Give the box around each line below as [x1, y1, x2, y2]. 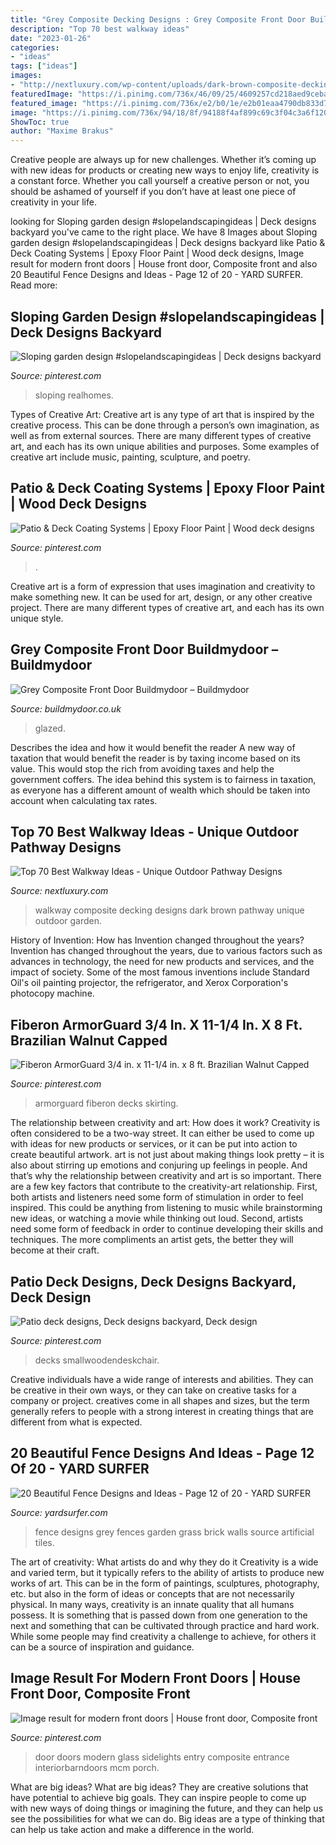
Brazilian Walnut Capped [10, 1032, 168, 1049]
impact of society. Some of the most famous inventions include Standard [10, 966, 310, 978]
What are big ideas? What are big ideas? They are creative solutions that [10, 1781, 309, 1793]
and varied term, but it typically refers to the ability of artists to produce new [10, 1566, 325, 1578]
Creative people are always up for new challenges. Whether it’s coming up [10, 154, 317, 166]
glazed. [34, 722, 66, 734]
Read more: [10, 279, 58, 291]
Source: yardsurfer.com [10, 1506, 108, 1518]
